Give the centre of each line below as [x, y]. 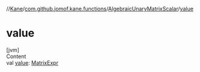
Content [16, 56]
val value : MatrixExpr [32, 62]
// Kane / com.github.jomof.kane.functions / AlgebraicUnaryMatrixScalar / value [100, 9]
